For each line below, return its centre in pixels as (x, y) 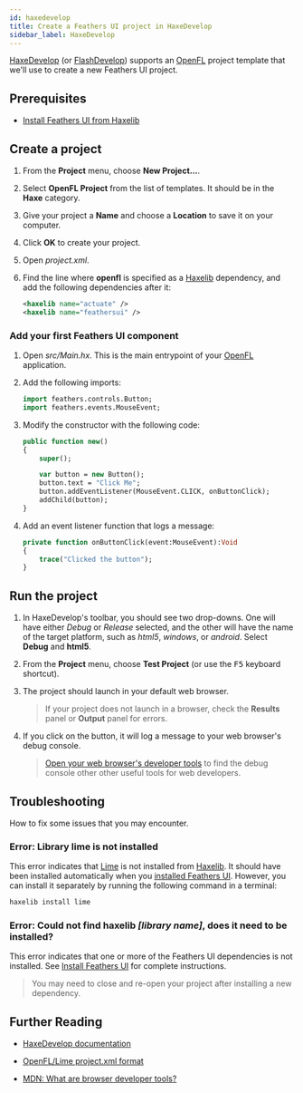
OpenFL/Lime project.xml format (83, 1061)
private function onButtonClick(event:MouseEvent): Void (130, 542)
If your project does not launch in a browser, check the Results (162, 709)
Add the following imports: (72, 382)
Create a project (56, 149)
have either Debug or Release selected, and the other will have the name (158, 627)
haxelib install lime (50, 903)
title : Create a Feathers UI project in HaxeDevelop (111, 26)
